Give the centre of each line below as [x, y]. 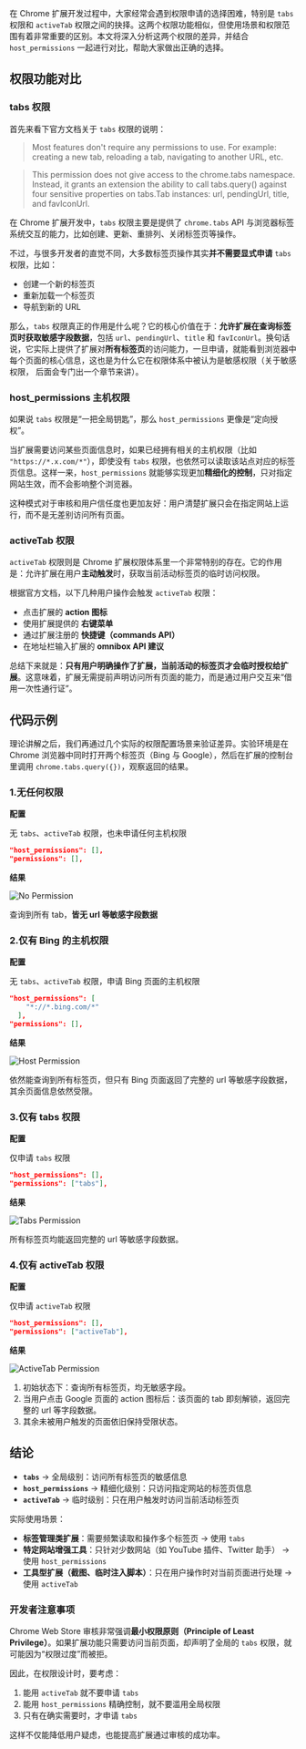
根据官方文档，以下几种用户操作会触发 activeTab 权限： [114, 593]
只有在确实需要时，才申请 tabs [80, 1715]
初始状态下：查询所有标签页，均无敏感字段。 [107, 1387]
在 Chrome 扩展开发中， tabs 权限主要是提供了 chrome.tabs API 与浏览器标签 [152, 222]
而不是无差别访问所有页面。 [77, 514]
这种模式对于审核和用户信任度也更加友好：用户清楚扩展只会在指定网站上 [145, 503]
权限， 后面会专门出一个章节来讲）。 [76, 371]
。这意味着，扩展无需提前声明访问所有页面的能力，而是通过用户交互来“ [151, 677]
